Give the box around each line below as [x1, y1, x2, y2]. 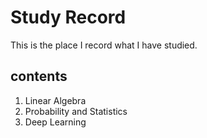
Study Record [10, 6, 127, 29]
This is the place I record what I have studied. [10, 39, 198, 51]
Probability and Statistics [24, 105, 128, 117]
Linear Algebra [24, 94, 87, 106]
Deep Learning [24, 116, 87, 128]
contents [10, 68, 68, 85]
